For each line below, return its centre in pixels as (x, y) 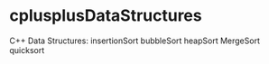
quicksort (27, 50)
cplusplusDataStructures (106, 16)
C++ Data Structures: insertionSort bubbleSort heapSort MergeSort (134, 41)
